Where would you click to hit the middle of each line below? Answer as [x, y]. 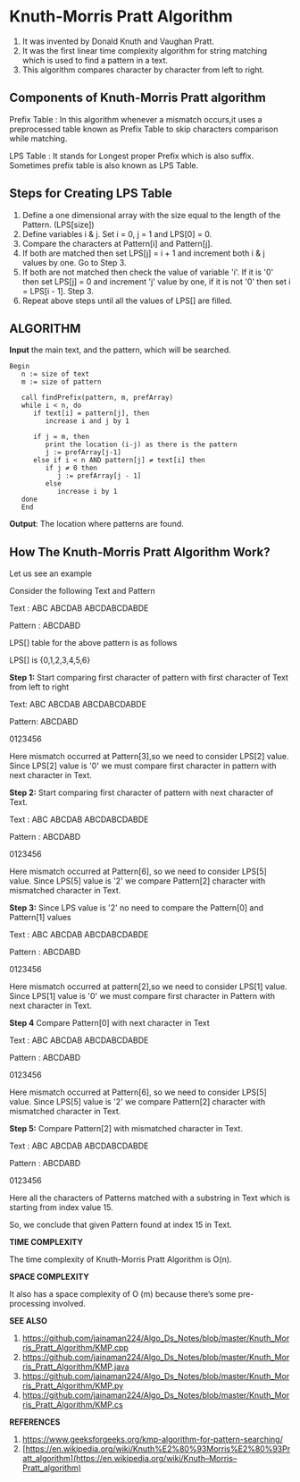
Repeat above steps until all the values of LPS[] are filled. [127, 301]
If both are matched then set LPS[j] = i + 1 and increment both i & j [143, 253]
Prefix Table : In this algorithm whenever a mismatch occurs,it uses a [136, 119]
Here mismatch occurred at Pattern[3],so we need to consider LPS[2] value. [149, 757]
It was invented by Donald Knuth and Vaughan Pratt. [118, 41]
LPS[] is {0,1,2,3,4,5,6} [50, 660]
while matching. [38, 138]
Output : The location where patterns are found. [97, 524]
